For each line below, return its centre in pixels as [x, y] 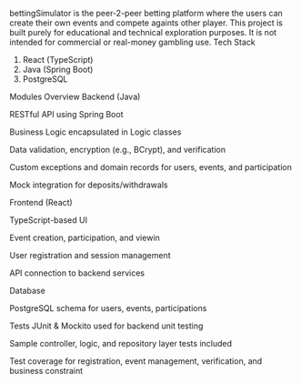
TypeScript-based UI [49, 220]
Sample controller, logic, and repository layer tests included [121, 343]
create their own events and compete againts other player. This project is [146, 23]
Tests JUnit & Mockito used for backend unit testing [106, 326]
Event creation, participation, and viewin [85, 237]
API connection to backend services [77, 273]
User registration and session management [90, 255]
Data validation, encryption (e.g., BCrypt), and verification [117, 150]
